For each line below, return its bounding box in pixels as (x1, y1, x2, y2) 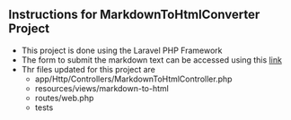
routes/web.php (34, 92, 94, 103)
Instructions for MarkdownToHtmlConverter (8, 7, 260, 22)
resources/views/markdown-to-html (34, 82, 170, 93)
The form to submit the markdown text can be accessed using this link (21, 54, 282, 65)
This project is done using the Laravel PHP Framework (21, 45, 223, 56)
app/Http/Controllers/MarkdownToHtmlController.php (34, 73, 233, 84)
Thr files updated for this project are (21, 64, 156, 74)
